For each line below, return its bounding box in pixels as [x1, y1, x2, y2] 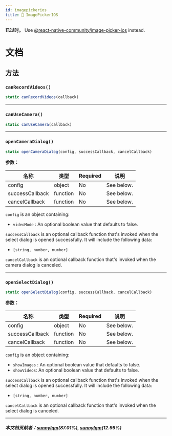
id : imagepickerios [5, 7, 47, 13]
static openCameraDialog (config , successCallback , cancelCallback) [5, 149, 153, 154]
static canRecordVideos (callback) [5, 95, 79, 100]
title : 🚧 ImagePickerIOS [5, 12, 58, 17]
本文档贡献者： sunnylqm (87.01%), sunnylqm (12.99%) [5, 425, 122, 431]
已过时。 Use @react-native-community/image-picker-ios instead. [5, 27, 145, 33]
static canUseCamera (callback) [5, 122, 72, 127]
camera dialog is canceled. [5, 261, 62, 268]
